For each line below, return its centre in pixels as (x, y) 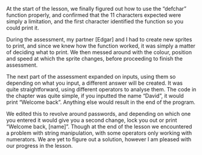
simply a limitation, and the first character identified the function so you (95, 21)
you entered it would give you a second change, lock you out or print (92, 120)
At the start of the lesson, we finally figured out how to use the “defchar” (96, 9)
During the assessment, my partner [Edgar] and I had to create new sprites (99, 39)
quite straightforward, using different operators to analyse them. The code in (101, 89)
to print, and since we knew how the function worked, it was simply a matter (101, 46)
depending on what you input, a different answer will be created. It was (94, 83)
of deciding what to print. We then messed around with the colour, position (99, 52)
